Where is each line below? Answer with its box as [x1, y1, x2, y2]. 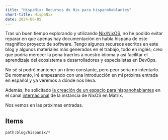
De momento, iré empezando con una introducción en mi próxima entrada [5, 72, 158, 78]
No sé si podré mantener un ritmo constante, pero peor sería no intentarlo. [5, 67, 159, 73]
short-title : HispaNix [5, 12, 53, 17]
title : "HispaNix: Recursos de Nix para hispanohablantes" [5, 7, 132, 13]
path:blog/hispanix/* [5, 130, 51, 135]
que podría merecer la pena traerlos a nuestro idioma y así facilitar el [5, 52, 148, 58]
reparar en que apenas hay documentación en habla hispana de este [5, 36, 148, 42]
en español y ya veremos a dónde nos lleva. [5, 77, 97, 83]
